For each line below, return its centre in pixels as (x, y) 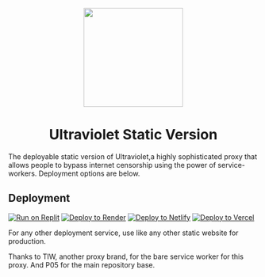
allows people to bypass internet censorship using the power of (112, 165)
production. (27, 241)
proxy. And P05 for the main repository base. (82, 264)
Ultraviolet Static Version (133, 135)
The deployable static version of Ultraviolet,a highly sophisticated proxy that (133, 156)
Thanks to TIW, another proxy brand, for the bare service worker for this (126, 256)
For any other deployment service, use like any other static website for (123, 233)
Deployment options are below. (89, 173)
